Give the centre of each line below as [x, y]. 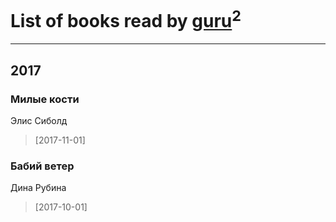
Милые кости [45, 99]
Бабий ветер [42, 166]
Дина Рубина [38, 188]
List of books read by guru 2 [126, 19]
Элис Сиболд [39, 120]
